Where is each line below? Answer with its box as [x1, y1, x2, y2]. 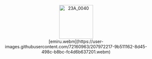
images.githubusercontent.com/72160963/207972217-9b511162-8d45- [4, 44, 148, 49]
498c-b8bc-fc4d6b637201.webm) [41, 49, 111, 55]
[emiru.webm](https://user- [48, 39, 104, 44]
